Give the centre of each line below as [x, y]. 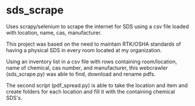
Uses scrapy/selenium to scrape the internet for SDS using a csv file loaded [97, 26]
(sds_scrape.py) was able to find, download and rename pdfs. [81, 74]
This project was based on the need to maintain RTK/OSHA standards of [94, 44]
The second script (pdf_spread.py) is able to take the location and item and [97, 85]
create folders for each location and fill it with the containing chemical [90, 91]
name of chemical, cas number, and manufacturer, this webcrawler [87, 67]
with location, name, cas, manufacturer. [54, 32]
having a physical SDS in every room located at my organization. [84, 50]
